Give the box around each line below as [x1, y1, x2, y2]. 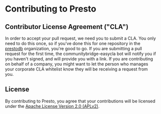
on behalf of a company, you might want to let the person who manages [5, 61, 148, 67]
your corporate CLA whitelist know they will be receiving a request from [5, 66, 148, 72]
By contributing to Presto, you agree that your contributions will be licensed [5, 98, 156, 104]
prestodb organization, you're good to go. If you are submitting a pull [5, 46, 142, 51]
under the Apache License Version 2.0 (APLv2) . [5, 103, 100, 109]
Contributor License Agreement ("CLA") [5, 23, 129, 31]
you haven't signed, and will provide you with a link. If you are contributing [5, 56, 153, 61]
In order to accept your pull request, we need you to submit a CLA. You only [5, 35, 156, 41]
